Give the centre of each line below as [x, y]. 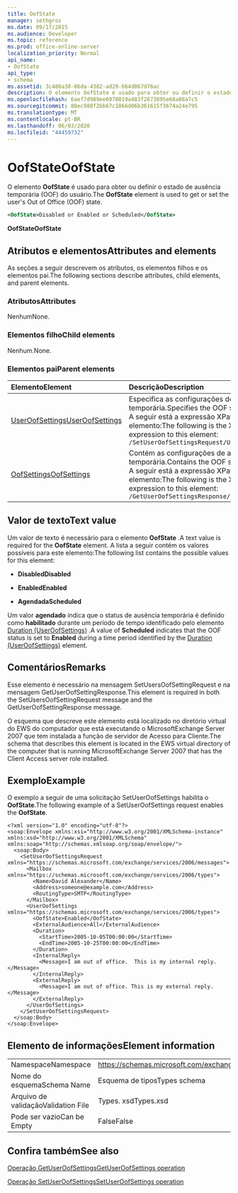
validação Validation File [50, 1105]
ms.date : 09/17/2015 [38, 27]
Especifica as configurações [176, 399]
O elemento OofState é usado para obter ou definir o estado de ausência [114, 187]
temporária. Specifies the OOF [178, 408]
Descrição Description [166, 387]
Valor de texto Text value [62, 521]
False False [115, 1121]
